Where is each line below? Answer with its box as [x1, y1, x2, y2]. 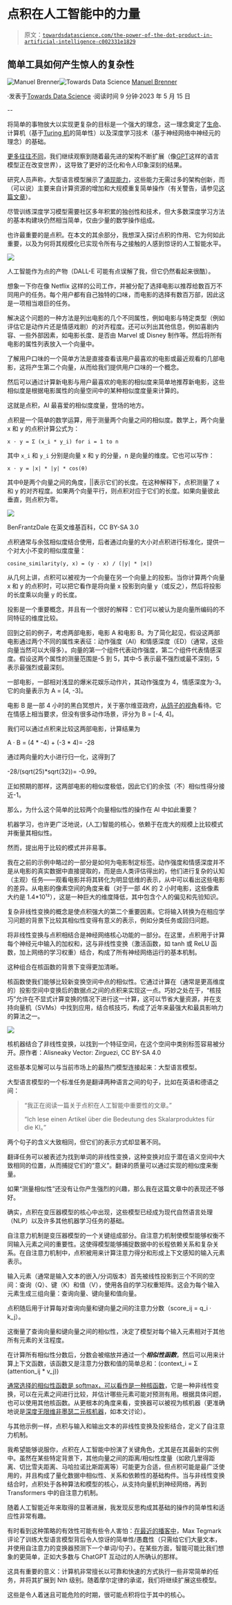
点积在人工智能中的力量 [7, 6, 141, 22]
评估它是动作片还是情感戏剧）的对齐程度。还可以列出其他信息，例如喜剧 [7, 322, 213, 331]
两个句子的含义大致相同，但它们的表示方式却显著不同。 [7, 1137, 164, 1146]
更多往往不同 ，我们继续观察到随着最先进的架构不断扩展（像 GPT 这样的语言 [7, 152, 220, 160]
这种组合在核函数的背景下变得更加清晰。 [7, 962, 122, 971]
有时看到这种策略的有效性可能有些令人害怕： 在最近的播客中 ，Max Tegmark [7, 1526, 222, 1534]
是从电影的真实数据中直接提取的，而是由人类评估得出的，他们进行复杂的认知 [7, 866, 225, 875]
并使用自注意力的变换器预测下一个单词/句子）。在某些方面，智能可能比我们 [7, 1543, 219, 1552]
